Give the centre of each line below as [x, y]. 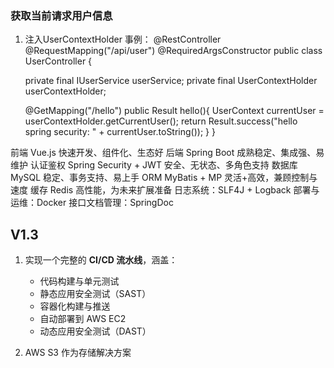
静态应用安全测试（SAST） [95, 294]
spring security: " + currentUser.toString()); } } [120, 132]
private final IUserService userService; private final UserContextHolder [171, 81]
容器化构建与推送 [75, 306]
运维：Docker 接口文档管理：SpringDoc [92, 203]
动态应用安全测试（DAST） [95, 331]
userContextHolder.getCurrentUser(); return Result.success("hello [161, 121]
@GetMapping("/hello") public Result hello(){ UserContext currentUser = [174, 111]
